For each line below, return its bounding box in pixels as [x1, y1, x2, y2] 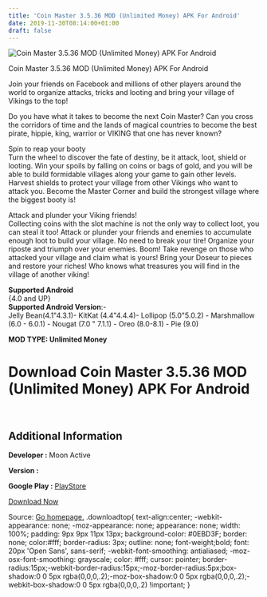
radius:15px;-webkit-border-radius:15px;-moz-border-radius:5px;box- [8, 563, 238, 573]
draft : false [8, 26, 52, 34]
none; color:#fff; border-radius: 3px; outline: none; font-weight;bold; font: [8, 538, 249, 548]
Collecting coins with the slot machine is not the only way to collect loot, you [8, 219, 260, 228]
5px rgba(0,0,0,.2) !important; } [88, 580, 190, 590]
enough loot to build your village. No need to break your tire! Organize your [8, 236, 255, 246]
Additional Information [8, 429, 123, 443]
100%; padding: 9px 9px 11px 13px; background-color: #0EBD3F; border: [8, 529, 248, 539]
